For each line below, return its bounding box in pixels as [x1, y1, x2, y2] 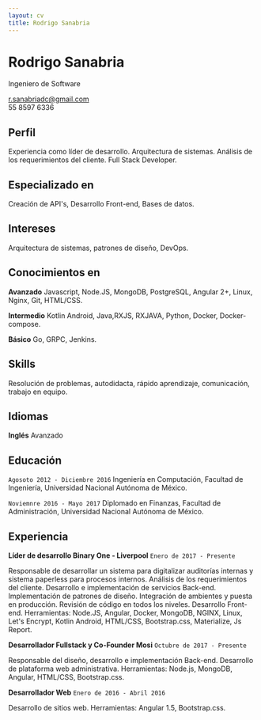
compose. [8, 319, 41, 328]
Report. [8, 624, 33, 634]
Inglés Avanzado [8, 430, 63, 440]
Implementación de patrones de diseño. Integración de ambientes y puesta [8, 591, 253, 601]
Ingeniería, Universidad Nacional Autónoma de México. [8, 483, 187, 493]
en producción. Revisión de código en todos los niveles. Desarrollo [8, 599, 226, 609]
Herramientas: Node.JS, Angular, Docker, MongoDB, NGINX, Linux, [24, 608, 243, 617]
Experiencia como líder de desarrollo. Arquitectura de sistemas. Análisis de [8, 147, 253, 157]
